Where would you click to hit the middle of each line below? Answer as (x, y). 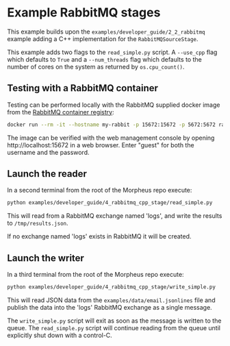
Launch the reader (47, 174)
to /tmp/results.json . (38, 223)
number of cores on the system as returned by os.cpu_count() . (96, 66)
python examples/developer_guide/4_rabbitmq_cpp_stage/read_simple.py (110, 203)
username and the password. (49, 152)
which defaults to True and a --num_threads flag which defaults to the (104, 59)
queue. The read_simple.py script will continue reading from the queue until (114, 328)
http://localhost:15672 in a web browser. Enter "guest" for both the (101, 145)
